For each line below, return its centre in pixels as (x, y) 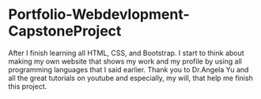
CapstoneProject (65, 31)
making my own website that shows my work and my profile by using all (125, 61)
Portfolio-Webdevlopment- (99, 15)
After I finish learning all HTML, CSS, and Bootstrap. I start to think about (126, 53)
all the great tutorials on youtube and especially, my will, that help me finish (130, 78)
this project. (28, 86)
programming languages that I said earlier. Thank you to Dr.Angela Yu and (129, 69)
